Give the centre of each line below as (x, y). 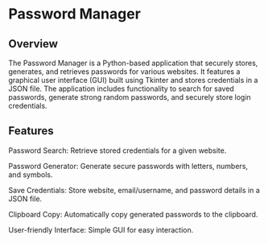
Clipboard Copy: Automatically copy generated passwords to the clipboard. (133, 214)
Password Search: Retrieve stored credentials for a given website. (118, 150)
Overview (33, 44)
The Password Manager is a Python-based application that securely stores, (133, 63)
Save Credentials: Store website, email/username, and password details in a (134, 190)
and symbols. (31, 175)
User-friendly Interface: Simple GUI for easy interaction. (101, 229)
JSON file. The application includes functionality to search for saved (122, 89)
